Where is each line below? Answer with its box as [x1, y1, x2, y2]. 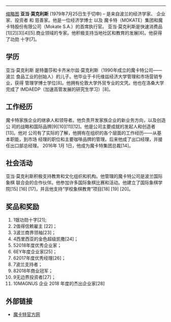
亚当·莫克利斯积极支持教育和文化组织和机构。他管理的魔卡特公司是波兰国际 [6, 173, 163, 179]
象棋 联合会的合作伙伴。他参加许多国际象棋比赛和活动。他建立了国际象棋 [6, 179, 158, 186]
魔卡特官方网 [13, 311, 40, 317]
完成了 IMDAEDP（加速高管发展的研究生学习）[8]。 [6, 86, 113, 92]
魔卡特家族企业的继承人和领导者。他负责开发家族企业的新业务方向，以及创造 [6, 117, 166, 123]
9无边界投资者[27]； [13, 274, 56, 280]
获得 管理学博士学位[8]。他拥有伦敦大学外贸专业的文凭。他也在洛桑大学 [14, 79, 164, 86]
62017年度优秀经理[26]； [13, 255, 66, 261]
